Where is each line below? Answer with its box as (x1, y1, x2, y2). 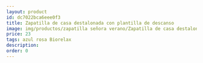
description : (6, 43, 39, 49)
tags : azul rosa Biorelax (6, 37, 71, 43)
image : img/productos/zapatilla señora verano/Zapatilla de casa (6, 25, 174, 32)
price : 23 (6, 31, 31, 37)
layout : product (6, 8, 47, 15)
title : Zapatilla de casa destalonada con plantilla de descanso (6, 20, 174, 26)
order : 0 (6, 48, 28, 54)
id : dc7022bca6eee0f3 (6, 14, 61, 20)
